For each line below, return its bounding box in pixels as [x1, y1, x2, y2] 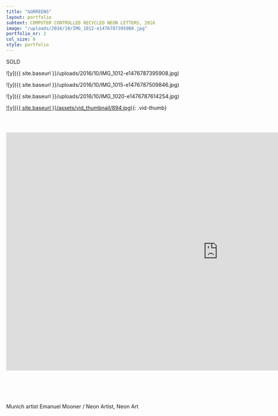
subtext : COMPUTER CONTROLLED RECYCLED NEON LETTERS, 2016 [6, 20, 156, 26]
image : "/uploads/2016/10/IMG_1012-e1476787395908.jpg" [6, 25, 147, 31]
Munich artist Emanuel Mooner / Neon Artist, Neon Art [6, 402, 139, 410]
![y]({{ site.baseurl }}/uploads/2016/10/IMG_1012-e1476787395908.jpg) [6, 70, 179, 77]
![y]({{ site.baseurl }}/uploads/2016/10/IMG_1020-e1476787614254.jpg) [6, 93, 180, 100]
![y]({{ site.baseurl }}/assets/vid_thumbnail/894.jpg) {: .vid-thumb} [6, 104, 168, 111]
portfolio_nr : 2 [6, 31, 46, 37]
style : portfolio [6, 42, 49, 48]
